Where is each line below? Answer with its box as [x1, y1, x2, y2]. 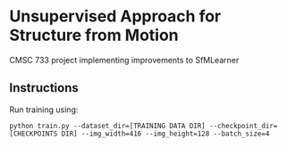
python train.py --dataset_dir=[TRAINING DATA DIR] [9, 121, 206, 130]
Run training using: [9, 104, 79, 115]
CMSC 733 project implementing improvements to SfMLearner [9, 54, 240, 65]
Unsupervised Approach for [9, 6, 222, 27]
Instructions [9, 80, 79, 95]
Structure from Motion [9, 25, 179, 45]
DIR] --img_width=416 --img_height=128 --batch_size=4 [61, 129, 270, 138]
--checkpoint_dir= [208, 121, 278, 130]
